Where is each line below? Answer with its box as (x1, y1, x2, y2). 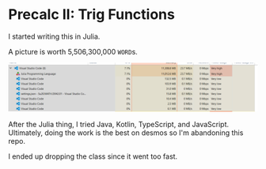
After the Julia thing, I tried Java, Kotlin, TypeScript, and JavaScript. (8, 120, 230, 130)
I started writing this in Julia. (8, 32, 101, 41)
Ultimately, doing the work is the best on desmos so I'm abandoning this (8, 128, 244, 137)
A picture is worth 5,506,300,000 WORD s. (8, 47, 139, 56)
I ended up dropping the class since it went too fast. (8, 152, 178, 161)
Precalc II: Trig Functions (8, 6, 176, 24)
